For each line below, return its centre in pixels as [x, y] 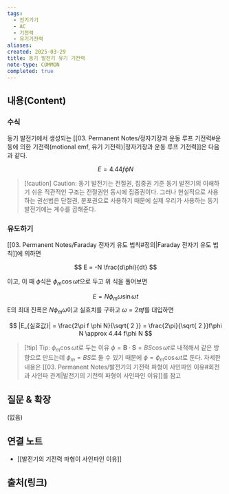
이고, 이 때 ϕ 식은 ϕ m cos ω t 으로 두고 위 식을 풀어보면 [77, 282]
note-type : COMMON [33, 65]
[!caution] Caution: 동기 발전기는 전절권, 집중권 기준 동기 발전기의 [112, 184]
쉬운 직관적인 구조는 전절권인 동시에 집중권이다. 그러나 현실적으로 [119, 192]
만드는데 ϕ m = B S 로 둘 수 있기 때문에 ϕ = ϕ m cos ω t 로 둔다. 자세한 [132, 358]
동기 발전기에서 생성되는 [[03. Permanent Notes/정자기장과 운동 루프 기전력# [111, 138]
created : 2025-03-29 [37, 52]
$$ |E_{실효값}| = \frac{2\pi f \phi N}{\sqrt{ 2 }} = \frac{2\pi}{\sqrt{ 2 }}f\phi [116, 325]
